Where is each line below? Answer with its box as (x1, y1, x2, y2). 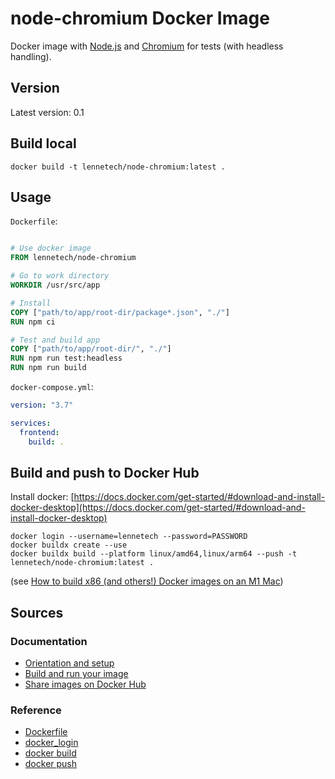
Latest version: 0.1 (10, 106, 85, 118)
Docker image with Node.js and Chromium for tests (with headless (10, 40, 284, 52)
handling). (10, 50, 52, 62)
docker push (24, 758, 78, 770)
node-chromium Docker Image (10, 7, 270, 30)
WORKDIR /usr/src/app (10, 280, 101, 290)
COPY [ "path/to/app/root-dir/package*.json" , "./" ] (10, 307, 230, 317)
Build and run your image (24, 668, 129, 679)
